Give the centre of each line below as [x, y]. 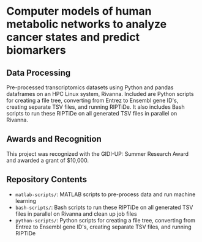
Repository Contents [47, 179]
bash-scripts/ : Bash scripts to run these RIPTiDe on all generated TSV [104, 207]
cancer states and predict [73, 37]
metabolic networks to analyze [87, 24]
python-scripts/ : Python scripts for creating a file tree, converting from [105, 220]
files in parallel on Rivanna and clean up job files [76, 214]
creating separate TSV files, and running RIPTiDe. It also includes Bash [95, 107]
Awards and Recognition [54, 139]
